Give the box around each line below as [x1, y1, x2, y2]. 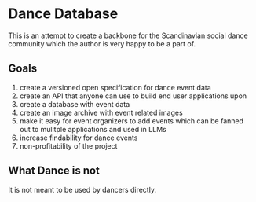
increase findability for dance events [19, 133, 138, 142]
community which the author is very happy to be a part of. [8, 39, 196, 48]
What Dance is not [8, 164, 101, 178]
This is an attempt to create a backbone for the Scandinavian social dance [8, 31, 249, 40]
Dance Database [8, 5, 119, 23]
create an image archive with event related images [19, 108, 183, 117]
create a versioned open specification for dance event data [19, 83, 212, 92]
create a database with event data [19, 99, 130, 108]
